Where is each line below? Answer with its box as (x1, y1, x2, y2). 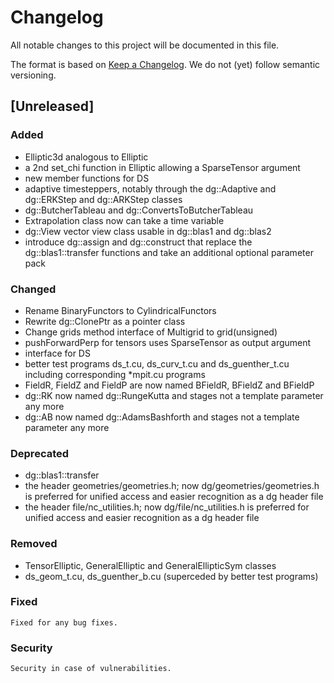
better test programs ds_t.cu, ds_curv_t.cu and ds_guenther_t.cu (24, 357, 290, 370)
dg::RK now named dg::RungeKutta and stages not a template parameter (24, 389, 324, 401)
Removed (10, 537, 58, 551)
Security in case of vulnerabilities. (10, 664, 172, 674)
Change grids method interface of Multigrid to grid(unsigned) (24, 326, 278, 338)
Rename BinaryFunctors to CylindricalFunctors (24, 304, 217, 316)
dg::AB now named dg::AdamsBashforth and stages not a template (24, 411, 300, 423)
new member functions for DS (24, 172, 150, 184)
